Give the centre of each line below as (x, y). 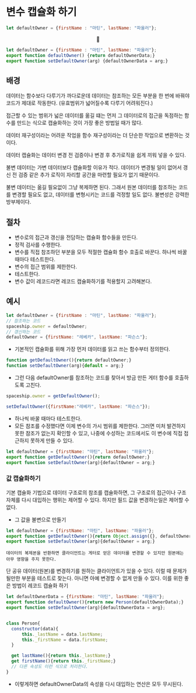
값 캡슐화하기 (23, 479)
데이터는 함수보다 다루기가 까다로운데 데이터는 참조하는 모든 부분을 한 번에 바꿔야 (98, 96)
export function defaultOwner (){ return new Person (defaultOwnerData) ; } (95, 602)
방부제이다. (19, 202)
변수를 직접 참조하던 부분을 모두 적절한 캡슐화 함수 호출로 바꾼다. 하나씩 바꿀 (101, 252)
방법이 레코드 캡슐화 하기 (40, 586)
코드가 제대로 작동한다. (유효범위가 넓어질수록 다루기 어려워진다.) (80, 103)
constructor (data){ (35, 629)
